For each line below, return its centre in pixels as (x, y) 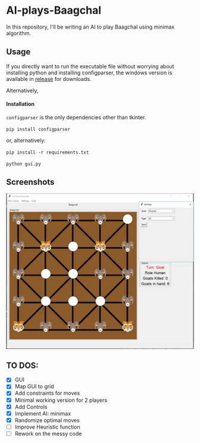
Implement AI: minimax (43, 413)
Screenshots (30, 182)
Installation (20, 104)
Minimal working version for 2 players (61, 400)
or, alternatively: (26, 140)
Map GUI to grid (35, 386)
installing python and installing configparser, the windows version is (89, 73)
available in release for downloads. (49, 79)
